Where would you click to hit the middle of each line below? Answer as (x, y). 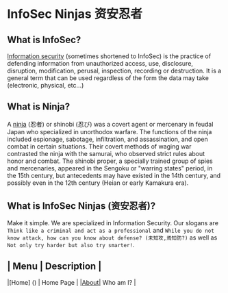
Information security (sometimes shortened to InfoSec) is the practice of (109, 56)
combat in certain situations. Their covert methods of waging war (99, 146)
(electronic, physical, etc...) (46, 85)
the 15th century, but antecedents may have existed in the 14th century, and (114, 175)
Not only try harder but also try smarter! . (71, 244)
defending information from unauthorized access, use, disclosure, (100, 63)
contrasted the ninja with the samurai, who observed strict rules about (106, 153)
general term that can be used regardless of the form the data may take (108, 78)
